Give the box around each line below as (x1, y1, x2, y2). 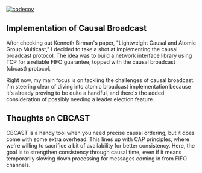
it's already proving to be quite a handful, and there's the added (6, 89, 165, 96)
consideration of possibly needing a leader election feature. (6, 95, 155, 102)
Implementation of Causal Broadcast (6, 23, 147, 33)
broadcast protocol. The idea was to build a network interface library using (6, 52, 192, 59)
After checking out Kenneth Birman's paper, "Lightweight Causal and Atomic (6, 39, 196, 46)
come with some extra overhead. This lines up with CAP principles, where (6, 136, 190, 143)
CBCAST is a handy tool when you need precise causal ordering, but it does (6, 129, 195, 136)
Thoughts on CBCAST (6, 113, 90, 124)
